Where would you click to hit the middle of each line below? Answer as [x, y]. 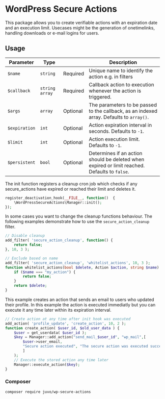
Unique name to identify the [121, 71]
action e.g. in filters [111, 76]
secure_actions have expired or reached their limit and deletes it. [70, 189]
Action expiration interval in [120, 125]
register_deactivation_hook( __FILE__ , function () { [60, 198]
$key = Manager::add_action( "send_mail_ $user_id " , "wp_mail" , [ [80, 337]
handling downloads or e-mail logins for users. [52, 33]
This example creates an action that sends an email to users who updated [80, 299]
